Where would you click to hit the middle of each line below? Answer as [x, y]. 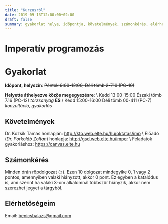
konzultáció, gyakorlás [29, 106]
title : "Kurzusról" [25, 10]
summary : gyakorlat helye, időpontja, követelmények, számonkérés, [77, 24]
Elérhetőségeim [30, 204]
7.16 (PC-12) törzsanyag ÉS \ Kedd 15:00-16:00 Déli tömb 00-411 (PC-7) [79, 100]
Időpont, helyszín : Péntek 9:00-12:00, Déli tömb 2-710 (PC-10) [70, 85]
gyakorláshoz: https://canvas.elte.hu [43, 144]
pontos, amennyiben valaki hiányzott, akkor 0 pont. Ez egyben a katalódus [82, 177]
